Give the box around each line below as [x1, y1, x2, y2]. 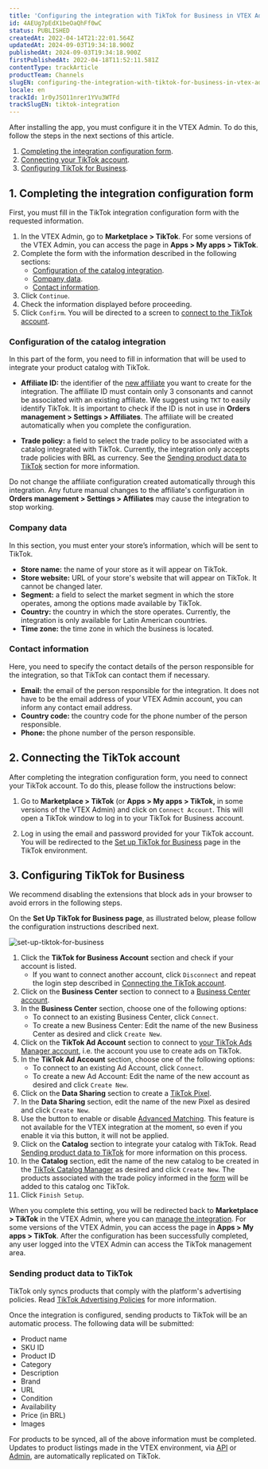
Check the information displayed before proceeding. [20, 299, 192, 309]
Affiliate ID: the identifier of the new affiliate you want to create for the [20, 378, 252, 388]
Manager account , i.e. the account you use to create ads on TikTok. [20, 1046, 242, 1056]
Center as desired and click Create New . [32, 1030, 162, 1039]
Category [20, 1359, 52, 1369]
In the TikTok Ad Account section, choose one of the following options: [20, 1054, 255, 1065]
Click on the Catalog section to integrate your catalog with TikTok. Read [20, 1140, 257, 1149]
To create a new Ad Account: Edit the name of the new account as [32, 1072, 250, 1081]
